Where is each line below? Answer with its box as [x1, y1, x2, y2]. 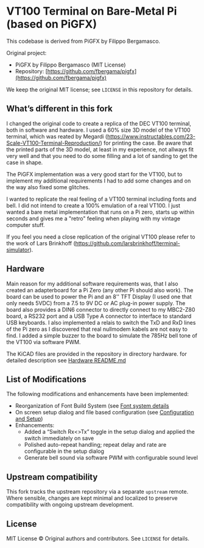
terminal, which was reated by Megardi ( [6, 132, 108, 140]
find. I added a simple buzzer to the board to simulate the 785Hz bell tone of [6, 331, 198, 339]
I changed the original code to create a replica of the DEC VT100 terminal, [6, 120, 192, 127]
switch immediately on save [24, 434, 94, 442]
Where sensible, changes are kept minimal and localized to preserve [6, 494, 178, 502]
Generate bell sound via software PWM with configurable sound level [24, 454, 198, 461]
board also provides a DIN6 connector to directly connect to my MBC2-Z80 [6, 306, 195, 313]
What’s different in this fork [6, 104, 113, 114]
